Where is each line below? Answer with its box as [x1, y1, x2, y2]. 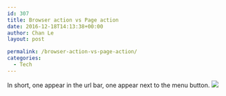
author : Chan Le [7, 29, 54, 37]
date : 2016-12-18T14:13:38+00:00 [7, 23, 104, 30]
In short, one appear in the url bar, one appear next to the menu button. [7, 81, 210, 89]
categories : [7, 55, 41, 62]
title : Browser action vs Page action [7, 17, 119, 23]
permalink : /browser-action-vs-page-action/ [7, 48, 138, 55]
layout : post [7, 36, 45, 43]
